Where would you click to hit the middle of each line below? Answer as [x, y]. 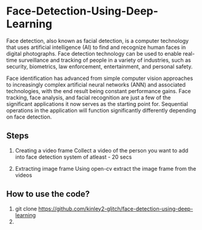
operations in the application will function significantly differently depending [101, 110]
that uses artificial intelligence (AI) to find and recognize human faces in [96, 47]
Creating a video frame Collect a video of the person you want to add [102, 150]
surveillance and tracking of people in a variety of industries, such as [105, 60]
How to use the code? [48, 194]
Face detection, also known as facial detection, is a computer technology [98, 41]
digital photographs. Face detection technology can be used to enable [94, 53]
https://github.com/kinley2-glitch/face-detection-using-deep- [116, 209]
